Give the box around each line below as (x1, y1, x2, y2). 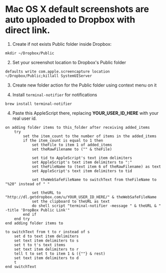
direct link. (5, 25, 51, 36)
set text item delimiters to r (14, 247, 79, 252)
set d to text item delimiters (14, 234, 79, 239)
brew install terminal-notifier (5, 101, 72, 106)
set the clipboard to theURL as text (31, 199, 110, 204)
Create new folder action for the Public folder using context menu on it (12, 82, 157, 88)
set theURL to (31, 190, 61, 195)
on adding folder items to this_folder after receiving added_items (5, 125, 150, 130)
